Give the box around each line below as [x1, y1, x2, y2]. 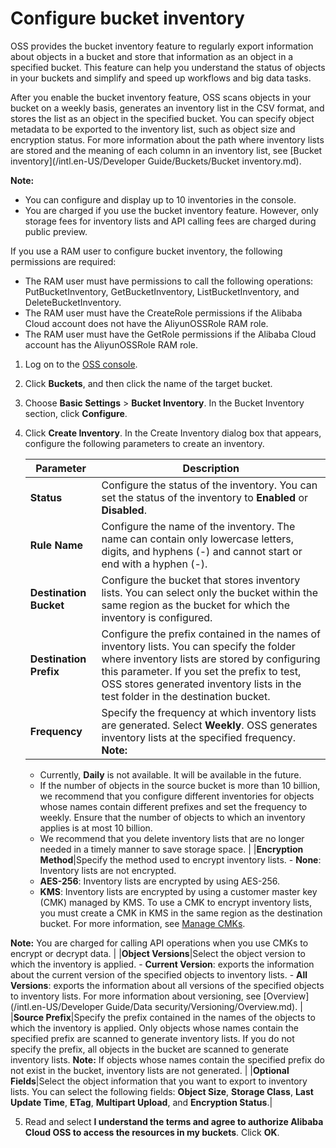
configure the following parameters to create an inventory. [24, 437, 265, 449]
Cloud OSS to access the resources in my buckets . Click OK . [24, 1126, 280, 1138]
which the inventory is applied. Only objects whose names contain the [10, 1022, 299, 1034]
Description [182, 461, 240, 475]
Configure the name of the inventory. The [101, 519, 296, 533]
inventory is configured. [101, 610, 213, 624]
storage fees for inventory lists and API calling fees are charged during [24, 215, 317, 227]
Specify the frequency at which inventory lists [101, 705, 317, 719]
